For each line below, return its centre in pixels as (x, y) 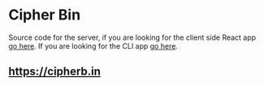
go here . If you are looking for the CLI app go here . (93, 45)
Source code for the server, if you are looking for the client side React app (132, 37)
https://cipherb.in (55, 72)
